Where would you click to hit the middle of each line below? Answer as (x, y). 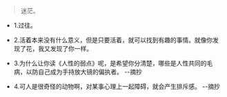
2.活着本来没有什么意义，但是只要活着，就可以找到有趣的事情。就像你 (113, 40)
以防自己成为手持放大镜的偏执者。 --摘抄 (84, 72)
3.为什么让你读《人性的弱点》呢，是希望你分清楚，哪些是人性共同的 (110, 63)
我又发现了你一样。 (65, 48)
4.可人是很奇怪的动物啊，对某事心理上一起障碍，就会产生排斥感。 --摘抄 (117, 86)
